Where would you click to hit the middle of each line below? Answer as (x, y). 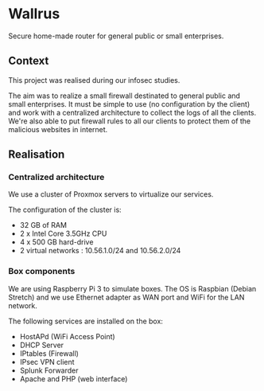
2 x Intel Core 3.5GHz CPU (63, 234)
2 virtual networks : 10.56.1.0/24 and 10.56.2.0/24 (100, 251)
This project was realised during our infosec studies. (94, 80)
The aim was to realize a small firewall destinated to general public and (124, 96)
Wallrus (34, 14)
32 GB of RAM (43, 225)
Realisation (37, 155)
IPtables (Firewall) (49, 353)
